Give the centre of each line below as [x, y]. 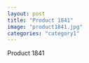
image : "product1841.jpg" [45, 27]
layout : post [26, 14]
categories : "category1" [43, 33]
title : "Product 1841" [40, 20]
